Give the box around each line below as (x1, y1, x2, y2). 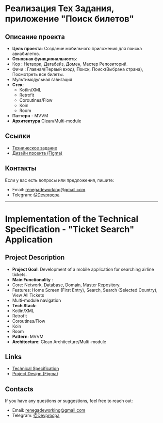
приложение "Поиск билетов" (5, 13, 134, 24)
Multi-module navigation (12, 297, 61, 303)
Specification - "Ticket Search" (5, 223, 134, 235)
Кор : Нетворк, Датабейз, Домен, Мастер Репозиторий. (12, 61, 128, 67)
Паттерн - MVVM (12, 113, 49, 118)
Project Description (5, 254, 65, 262)
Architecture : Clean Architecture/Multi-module (12, 339, 107, 345)
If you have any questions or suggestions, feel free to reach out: (5, 398, 133, 404)
